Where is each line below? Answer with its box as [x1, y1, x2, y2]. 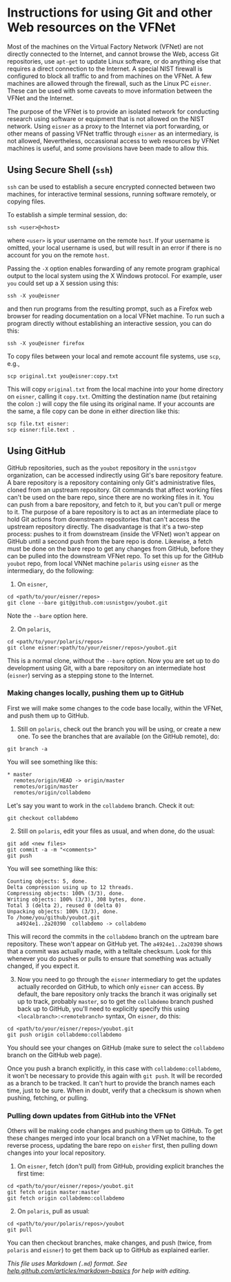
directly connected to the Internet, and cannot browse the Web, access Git [7, 50, 219, 58]
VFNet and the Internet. [7, 93, 74, 102]
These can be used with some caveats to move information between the [7, 86, 212, 95]
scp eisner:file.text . [7, 426, 76, 433]
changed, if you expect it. [7, 962, 80, 970]
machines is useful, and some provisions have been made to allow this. [7, 144, 209, 152]
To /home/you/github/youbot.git [7, 914, 100, 921]
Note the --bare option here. [7, 611, 88, 620]
